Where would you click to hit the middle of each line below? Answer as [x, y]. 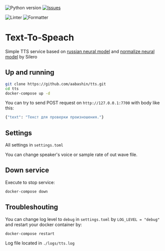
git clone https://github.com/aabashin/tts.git [56, 84]
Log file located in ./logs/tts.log [40, 243]
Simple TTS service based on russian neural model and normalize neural [80, 51]
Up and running [30, 72]
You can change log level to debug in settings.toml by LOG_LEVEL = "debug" [82, 219]
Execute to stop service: [30, 182]
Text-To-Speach [39, 38]
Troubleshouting [32, 207]
